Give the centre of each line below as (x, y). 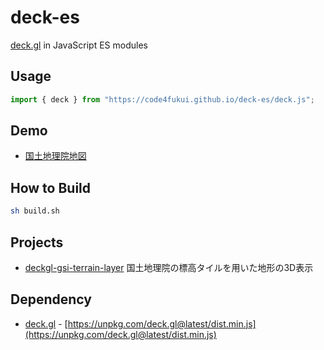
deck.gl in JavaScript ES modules (79, 45)
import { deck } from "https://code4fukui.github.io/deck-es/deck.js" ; (162, 99)
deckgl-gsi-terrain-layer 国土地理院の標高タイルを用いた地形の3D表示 (169, 267)
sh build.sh (35, 211)
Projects (37, 242)
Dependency (51, 299)
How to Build (51, 187)
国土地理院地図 (55, 156)
